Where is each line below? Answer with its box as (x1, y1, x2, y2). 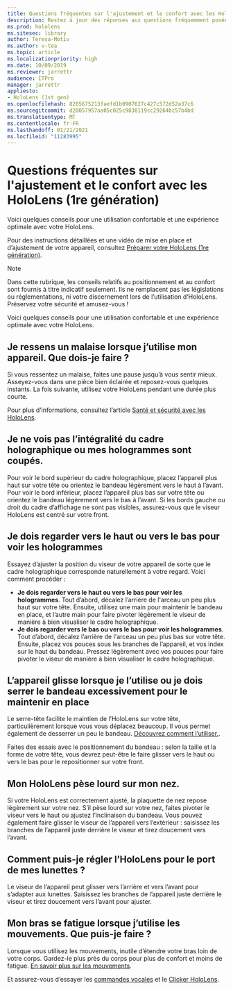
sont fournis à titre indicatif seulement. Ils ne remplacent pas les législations (7, 286, 224, 294)
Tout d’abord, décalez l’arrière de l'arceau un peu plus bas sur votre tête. (17, 632, 225, 641)
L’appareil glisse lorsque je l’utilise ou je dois (7, 675, 203, 686)
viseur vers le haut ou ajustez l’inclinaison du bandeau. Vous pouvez (7, 811, 202, 820)
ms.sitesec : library (7, 29, 67, 37)
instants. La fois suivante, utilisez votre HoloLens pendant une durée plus (7, 385, 216, 393)
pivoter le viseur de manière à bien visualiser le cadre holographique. (17, 654, 215, 663)
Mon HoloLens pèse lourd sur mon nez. (7, 777, 180, 789)
